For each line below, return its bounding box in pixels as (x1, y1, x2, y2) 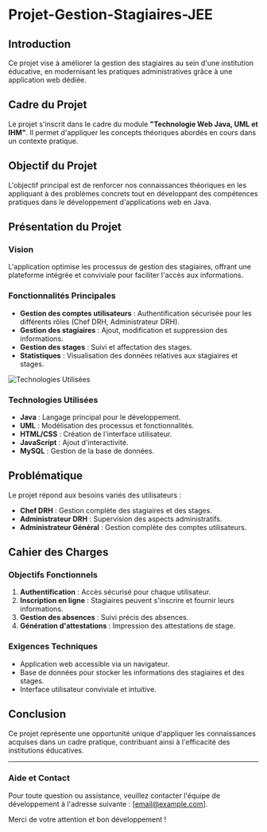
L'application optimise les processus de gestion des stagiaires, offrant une (8, 262, 252, 272)
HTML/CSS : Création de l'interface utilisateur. (19, 429, 172, 439)
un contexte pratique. (8, 136, 79, 145)
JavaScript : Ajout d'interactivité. (19, 437, 129, 447)
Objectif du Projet (8, 159, 98, 172)
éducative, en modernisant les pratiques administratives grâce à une (8, 67, 233, 76)
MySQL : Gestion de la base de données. (19, 446, 155, 455)
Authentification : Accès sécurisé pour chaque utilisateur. (19, 587, 211, 597)
